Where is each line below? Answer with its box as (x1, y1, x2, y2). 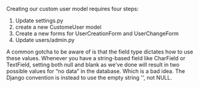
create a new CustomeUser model (15, 24, 102, 30)
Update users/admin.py (15, 37, 75, 43)
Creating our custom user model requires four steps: (6, 5, 139, 12)
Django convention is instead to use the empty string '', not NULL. (6, 74, 173, 81)
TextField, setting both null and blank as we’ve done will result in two (6, 61, 179, 68)
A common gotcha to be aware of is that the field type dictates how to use (6, 48, 193, 55)
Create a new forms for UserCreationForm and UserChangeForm (15, 30, 179, 37)
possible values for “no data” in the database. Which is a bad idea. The (6, 68, 186, 75)
